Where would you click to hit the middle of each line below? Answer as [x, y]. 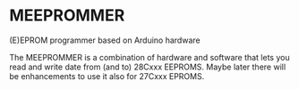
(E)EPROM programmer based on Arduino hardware [105, 40]
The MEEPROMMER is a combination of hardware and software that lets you [149, 57]
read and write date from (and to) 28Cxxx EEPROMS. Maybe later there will [148, 67]
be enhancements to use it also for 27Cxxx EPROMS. [107, 76]
